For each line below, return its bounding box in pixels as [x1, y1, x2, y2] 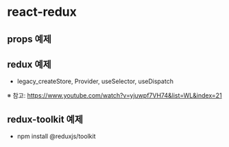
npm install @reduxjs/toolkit [16, 132, 96, 141]
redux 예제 [7, 58, 51, 70]
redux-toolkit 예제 [7, 113, 84, 125]
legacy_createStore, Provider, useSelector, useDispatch [16, 77, 173, 86]
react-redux [7, 4, 77, 20]
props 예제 [7, 33, 51, 45]
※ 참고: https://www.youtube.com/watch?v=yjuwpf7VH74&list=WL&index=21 [7, 91, 222, 100]
